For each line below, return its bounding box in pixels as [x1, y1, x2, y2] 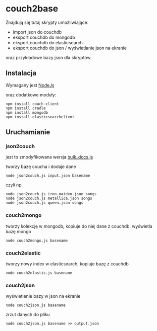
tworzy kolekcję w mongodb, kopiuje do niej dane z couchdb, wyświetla [5, 223, 153, 229]
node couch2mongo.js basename [5, 238, 68, 243]
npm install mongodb [5, 110, 49, 115]
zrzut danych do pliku [5, 312, 50, 318]
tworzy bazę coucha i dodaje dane [5, 164, 76, 169]
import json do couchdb [12, 29, 62, 35]
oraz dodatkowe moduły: [5, 91, 56, 97]
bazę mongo [5, 228, 32, 234]
